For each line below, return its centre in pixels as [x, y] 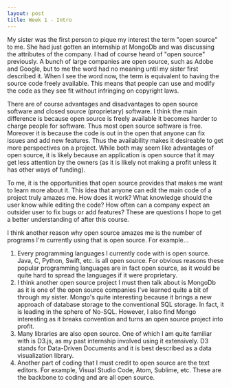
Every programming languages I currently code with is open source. [113, 253]
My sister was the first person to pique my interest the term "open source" [112, 39]
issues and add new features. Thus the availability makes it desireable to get [115, 140]
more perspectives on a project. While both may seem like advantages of [111, 148]
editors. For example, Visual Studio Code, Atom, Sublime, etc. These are [119, 370]
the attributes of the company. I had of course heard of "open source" [106, 54]
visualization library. [45, 355]
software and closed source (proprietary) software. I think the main [102, 111]
